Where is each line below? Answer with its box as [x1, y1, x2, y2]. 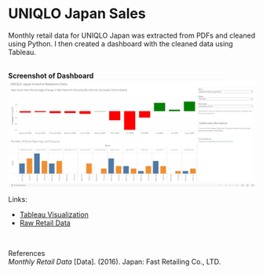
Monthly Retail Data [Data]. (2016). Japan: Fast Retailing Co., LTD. [8, 257, 221, 266]
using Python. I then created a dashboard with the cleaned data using [8, 38, 233, 48]
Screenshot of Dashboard [8, 71, 94, 80]
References [8, 248, 46, 258]
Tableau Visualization [19, 210, 89, 219]
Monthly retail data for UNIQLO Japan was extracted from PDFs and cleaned [8, 31, 256, 40]
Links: [8, 194, 27, 204]
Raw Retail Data [19, 217, 71, 228]
